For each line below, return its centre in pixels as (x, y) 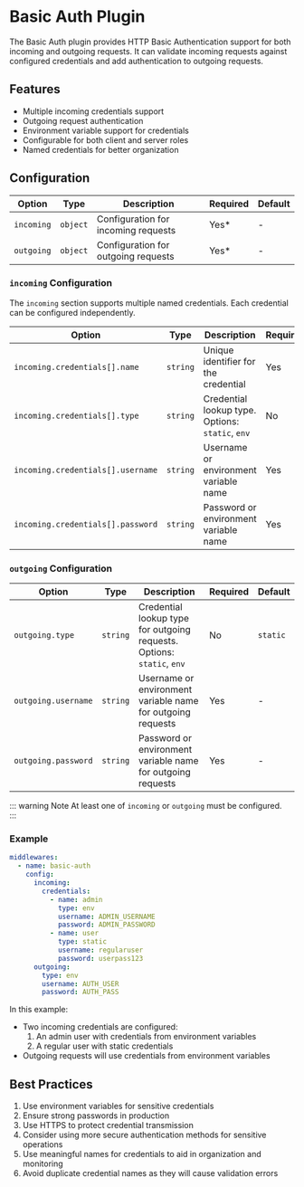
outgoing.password (53, 761)
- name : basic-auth (54, 866)
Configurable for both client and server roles (105, 140)
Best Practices (51, 1084)
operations (43, 1144)
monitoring (43, 1163)
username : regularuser (100, 950)
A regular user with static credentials (104, 1046)
